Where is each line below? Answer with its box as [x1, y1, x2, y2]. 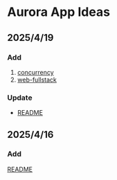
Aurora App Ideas [7, 4, 111, 20]
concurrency [17, 68, 54, 76]
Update [7, 93, 33, 102]
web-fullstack [17, 75, 57, 84]
